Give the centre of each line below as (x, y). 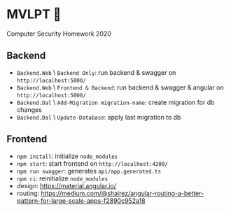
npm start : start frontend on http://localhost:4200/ (92, 163)
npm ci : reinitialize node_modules (62, 178)
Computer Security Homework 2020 (59, 34)
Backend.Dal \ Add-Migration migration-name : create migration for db (115, 102)
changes (29, 109)
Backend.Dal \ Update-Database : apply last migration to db (99, 117)
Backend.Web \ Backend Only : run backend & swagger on (96, 72)
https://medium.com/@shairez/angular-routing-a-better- (122, 193)
